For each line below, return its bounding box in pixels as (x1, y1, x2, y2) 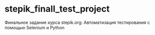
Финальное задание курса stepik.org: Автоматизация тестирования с (4, 19, 150, 25)
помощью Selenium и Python (4, 24, 65, 30)
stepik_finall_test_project (4, 3, 110, 15)
